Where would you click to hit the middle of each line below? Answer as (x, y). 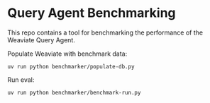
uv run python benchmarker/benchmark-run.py (74, 92)
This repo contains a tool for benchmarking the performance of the (105, 32)
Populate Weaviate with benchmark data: (67, 54)
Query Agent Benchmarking (92, 13)
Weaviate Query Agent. (42, 40)
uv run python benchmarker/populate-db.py (71, 66)
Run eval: (21, 80)
